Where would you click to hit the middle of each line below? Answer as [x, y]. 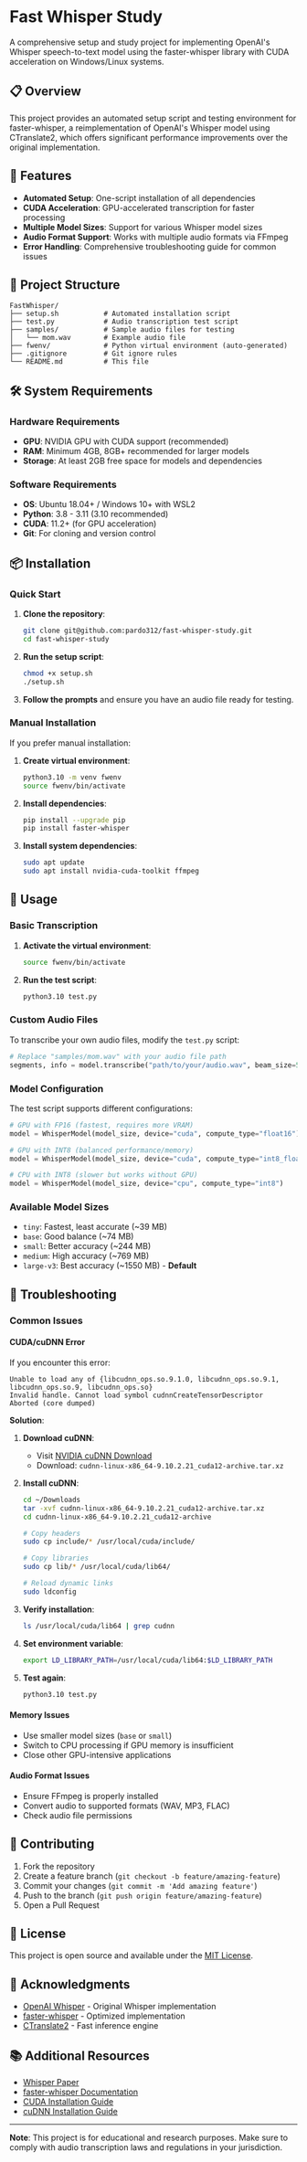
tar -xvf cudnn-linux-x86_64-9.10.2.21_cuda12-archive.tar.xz [143, 1508]
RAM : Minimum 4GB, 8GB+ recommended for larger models [136, 451]
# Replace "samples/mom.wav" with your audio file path [118, 1056]
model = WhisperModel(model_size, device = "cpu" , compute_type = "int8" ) [147, 1184]
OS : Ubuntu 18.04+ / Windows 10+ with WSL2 [109, 504]
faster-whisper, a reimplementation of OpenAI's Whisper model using [140, 127]
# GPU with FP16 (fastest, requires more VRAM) [102, 1125]
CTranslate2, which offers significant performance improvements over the [149, 137]
